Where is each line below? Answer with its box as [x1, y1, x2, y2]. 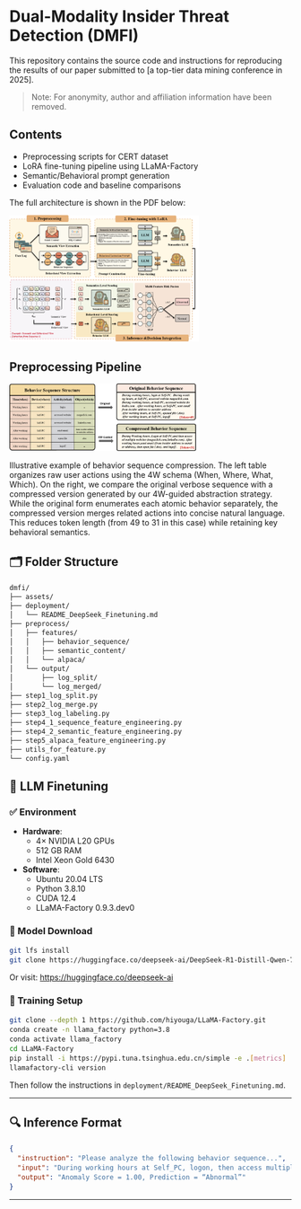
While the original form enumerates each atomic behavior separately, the [9, 499, 279, 509]
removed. [30, 101, 67, 111]
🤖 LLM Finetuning [9, 779, 109, 794]
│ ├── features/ [9, 629, 78, 638]
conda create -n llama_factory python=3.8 [9, 1026, 170, 1035]
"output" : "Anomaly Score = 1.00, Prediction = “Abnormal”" [17, 1172, 246, 1182]
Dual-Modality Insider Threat [9, 6, 230, 27]
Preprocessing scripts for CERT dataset [21, 151, 168, 162]
